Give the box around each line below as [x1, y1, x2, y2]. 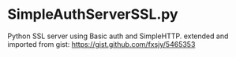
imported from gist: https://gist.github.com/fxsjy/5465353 [7, 39, 196, 48]
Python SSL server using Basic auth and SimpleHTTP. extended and [7, 31, 229, 41]
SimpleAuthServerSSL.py [7, 5, 178, 23]
